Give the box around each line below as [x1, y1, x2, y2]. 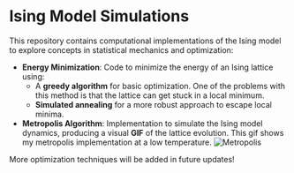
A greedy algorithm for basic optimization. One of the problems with [34, 80, 285, 91]
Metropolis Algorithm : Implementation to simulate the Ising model [21, 117, 263, 129]
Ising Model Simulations [9, 6, 190, 26]
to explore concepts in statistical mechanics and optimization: [9, 44, 234, 55]
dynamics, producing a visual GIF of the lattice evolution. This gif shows [21, 127, 284, 138]
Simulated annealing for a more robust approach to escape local [34, 99, 272, 109]
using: [21, 71, 45, 81]
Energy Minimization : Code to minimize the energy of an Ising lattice [21, 62, 274, 72]
